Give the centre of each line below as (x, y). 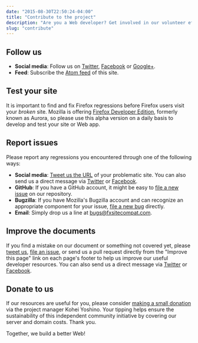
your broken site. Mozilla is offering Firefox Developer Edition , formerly (92, 111)
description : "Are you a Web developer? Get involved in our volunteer (96, 22)
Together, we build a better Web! (46, 334)
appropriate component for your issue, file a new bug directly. (90, 206)
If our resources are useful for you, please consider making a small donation (99, 303)
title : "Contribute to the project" (51, 17)
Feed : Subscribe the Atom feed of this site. (67, 73)
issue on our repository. (43, 193)
